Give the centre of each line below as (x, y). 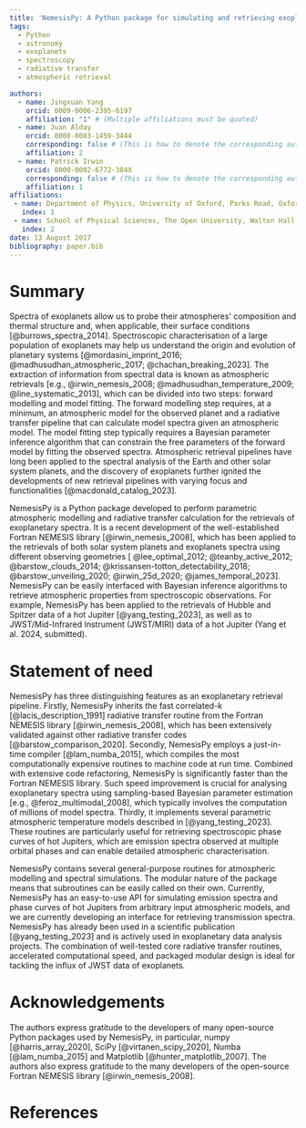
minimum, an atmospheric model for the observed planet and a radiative (145, 413)
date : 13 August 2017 (51, 238)
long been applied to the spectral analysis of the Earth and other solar (140, 462)
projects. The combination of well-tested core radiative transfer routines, (146, 946)
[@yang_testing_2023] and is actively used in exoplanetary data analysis (146, 937)
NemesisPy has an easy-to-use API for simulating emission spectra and (144, 897)
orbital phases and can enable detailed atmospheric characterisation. (140, 851)
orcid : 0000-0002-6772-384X (79, 169)
